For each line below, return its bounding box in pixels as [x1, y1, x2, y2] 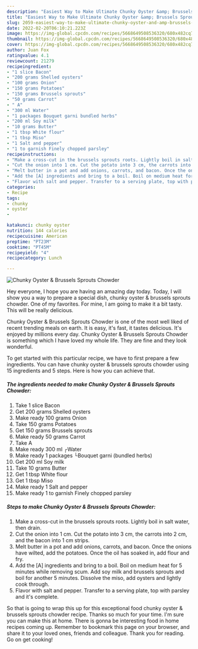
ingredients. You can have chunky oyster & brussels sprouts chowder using [6, 361, 189, 368]
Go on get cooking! [6, 636, 53, 643]
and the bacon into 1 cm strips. [15, 537, 90, 544]
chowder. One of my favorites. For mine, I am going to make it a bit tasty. [6, 300, 183, 307]
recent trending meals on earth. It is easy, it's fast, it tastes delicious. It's [6, 324, 182, 332]
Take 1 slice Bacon [15, 402, 61, 409]
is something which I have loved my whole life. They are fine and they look [6, 337, 187, 344]
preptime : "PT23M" [6, 238, 52, 245]
